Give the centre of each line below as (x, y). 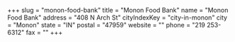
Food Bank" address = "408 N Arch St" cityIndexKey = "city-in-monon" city (117, 17)
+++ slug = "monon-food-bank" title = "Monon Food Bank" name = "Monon (118, 10)
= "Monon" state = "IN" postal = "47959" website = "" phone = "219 (106, 25)
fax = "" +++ (44, 32)
